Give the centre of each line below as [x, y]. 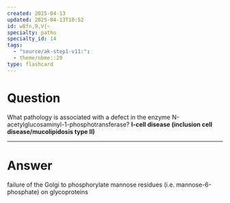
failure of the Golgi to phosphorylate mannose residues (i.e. [91, 185]
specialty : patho [32, 32]
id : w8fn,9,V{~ [29, 26]
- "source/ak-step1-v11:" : [52, 52]
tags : [15, 45]
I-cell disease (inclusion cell [172, 124]
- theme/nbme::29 [38, 58]
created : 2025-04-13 [37, 13]
